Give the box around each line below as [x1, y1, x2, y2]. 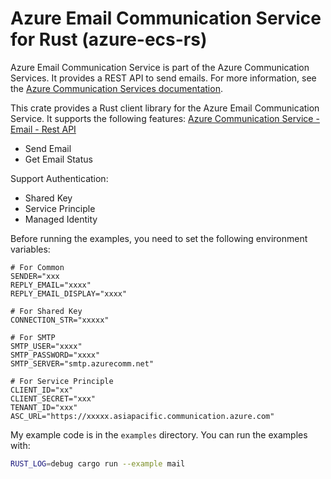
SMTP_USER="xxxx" [10, 341, 83, 351]
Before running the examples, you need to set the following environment [10, 232, 308, 244]
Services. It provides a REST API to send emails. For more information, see [10, 72, 317, 84]
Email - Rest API [10, 123, 77, 135]
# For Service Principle [10, 376, 114, 386]
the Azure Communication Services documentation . [10, 82, 223, 94]
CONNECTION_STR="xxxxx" [10, 315, 110, 325]
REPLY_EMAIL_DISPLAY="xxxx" [10, 288, 128, 299]
